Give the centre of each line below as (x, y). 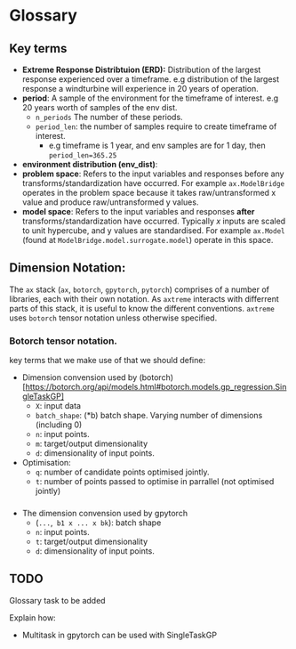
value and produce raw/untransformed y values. (110, 202)
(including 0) (59, 425)
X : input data (58, 406)
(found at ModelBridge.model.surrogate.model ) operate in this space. (148, 240)
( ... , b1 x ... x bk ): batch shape (98, 523)
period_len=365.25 (83, 156)
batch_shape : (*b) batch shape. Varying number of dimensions (149, 416)
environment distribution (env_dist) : (90, 164)
